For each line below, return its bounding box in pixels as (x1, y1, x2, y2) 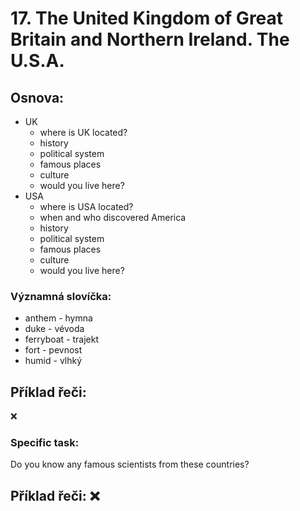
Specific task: (10, 436, 80, 450)
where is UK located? (39, 127, 128, 138)
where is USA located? (39, 201, 134, 212)
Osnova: (10, 89, 65, 106)
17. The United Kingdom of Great (10, 7, 284, 30)
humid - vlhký (24, 355, 83, 367)
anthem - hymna (24, 312, 93, 324)
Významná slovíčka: (10, 289, 112, 303)
